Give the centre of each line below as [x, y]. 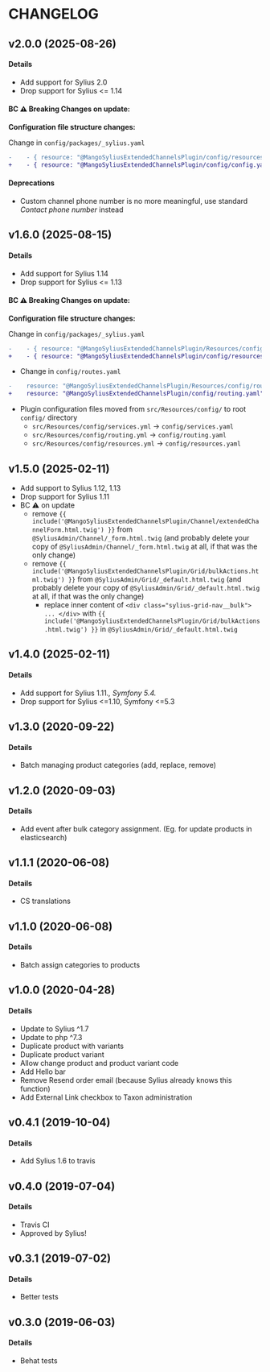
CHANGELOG [53, 14]
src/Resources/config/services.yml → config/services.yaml [133, 426]
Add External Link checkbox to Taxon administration [106, 1097]
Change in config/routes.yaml [70, 371]
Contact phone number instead [72, 209]
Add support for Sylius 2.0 [63, 82]
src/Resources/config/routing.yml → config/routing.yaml [129, 435]
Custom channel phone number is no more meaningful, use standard [134, 201]
